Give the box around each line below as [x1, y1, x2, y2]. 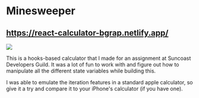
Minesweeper [6, 4, 75, 18]
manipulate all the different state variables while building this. [6, 67, 156, 74]
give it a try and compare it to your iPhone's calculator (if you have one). [6, 85, 183, 92]
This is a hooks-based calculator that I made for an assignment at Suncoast [6, 55, 191, 62]
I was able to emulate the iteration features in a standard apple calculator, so [6, 79, 193, 86]
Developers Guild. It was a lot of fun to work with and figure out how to [6, 61, 179, 68]
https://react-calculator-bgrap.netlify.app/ [6, 28, 169, 38]
